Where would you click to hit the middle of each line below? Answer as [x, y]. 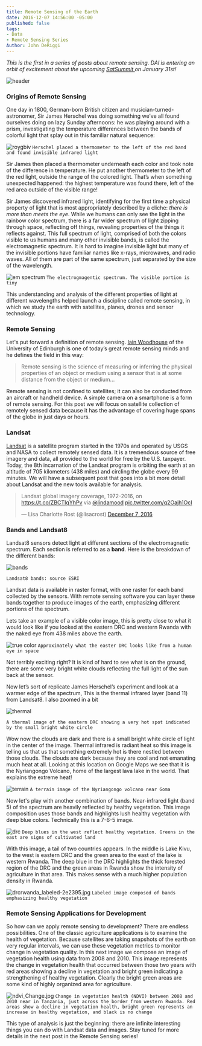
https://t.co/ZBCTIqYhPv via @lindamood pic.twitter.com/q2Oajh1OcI [107, 502]
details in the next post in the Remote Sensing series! [72, 1036]
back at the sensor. [30, 675]
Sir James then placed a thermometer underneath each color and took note [100, 164]
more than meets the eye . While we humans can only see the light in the [96, 214]
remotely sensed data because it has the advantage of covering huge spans [101, 411]
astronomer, [21, 116]
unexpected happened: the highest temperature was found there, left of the [100, 183]
